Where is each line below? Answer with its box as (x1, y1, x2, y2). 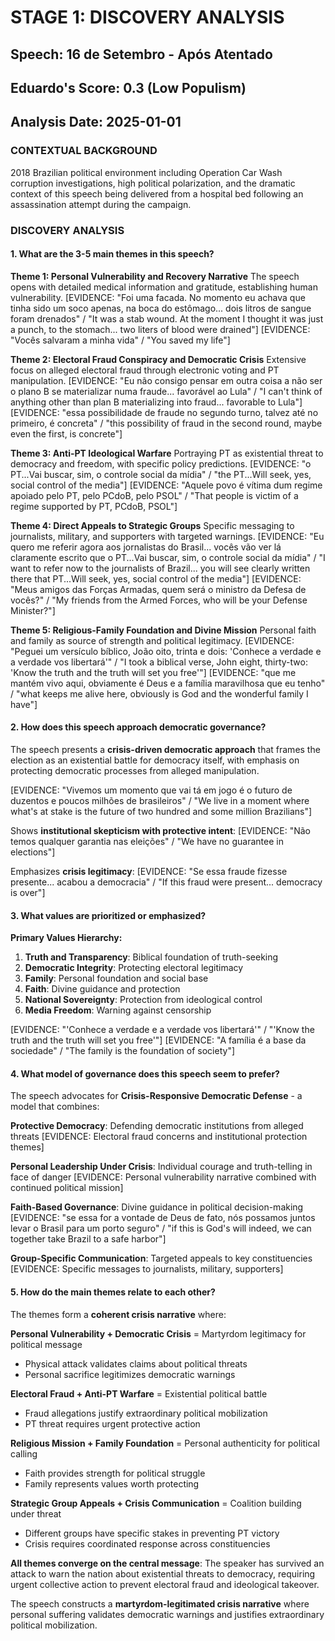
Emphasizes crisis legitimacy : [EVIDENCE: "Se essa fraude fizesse (10, 865, 288, 877)
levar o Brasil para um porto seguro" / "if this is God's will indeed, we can (10, 1222, 312, 1235)
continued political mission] (10, 1182, 124, 1194)
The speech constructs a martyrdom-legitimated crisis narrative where (10, 1597, 310, 1610)
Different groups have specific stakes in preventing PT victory (24, 1527, 280, 1539)
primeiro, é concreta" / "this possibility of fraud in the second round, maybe (10, 417, 323, 429)
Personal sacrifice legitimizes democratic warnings (24, 1368, 236, 1380)
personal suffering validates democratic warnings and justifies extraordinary (10, 1608, 325, 1620)
